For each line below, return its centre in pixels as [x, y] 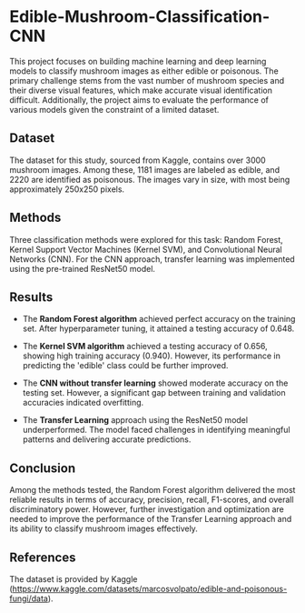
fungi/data [29, 598]
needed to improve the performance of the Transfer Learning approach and [151, 519]
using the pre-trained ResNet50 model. [83, 268]
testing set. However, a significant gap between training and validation [154, 393]
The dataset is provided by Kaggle [74, 579]
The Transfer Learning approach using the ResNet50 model [135, 420]
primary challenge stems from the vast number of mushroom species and [147, 80]
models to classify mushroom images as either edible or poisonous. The [144, 71]
